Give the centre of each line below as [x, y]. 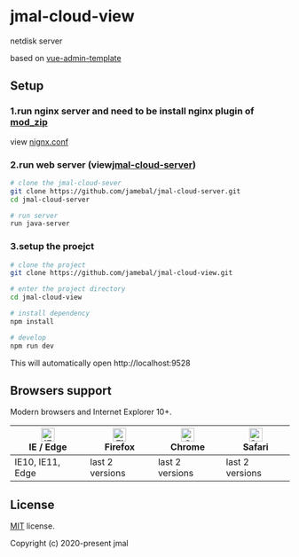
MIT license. [33, 526]
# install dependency [50, 314]
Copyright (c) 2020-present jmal [70, 544]
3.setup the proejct [52, 247]
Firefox [120, 447]
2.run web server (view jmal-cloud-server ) [103, 164]
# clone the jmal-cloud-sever [66, 183]
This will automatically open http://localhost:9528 [100, 363]
